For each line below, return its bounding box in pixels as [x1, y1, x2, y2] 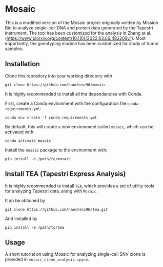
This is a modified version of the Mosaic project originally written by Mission [5, 20, 159, 25]
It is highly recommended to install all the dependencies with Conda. [5, 91, 143, 97]
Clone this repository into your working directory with [5, 73, 112, 79]
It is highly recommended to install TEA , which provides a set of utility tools [5, 183, 155, 189]
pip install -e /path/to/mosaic [5, 156, 71, 161]
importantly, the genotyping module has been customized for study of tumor [5, 40, 159, 46]
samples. [5, 46, 23, 51]
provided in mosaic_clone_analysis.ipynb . [5, 256, 89, 263]
